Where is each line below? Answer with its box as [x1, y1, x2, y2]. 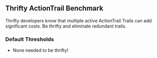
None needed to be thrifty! [12, 47, 69, 53]
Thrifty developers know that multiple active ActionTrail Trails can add [5, 17, 152, 23]
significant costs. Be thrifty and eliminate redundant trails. [5, 23, 126, 29]
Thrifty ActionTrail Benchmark [5, 4, 103, 13]
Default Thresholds [5, 36, 55, 43]
